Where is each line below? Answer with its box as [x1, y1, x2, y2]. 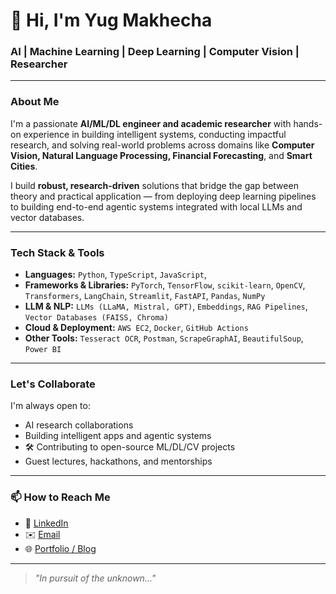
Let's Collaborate [10, 377, 96, 391]
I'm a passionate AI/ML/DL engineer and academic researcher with [10, 117, 292, 129]
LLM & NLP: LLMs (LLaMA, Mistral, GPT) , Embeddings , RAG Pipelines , [24, 300, 308, 313]
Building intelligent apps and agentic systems [24, 430, 212, 442]
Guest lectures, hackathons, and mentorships [24, 455, 213, 468]
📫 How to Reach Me [10, 490, 111, 504]
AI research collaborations [24, 419, 134, 431]
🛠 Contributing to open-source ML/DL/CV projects [24, 441, 236, 453]
